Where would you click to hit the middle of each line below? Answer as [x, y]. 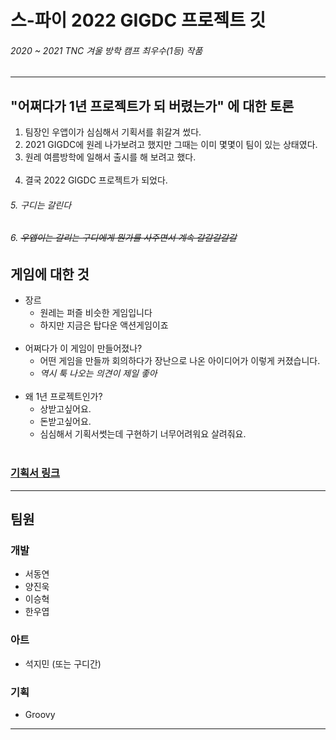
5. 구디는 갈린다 [41, 205]
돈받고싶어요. [65, 422]
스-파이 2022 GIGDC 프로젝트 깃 [138, 20]
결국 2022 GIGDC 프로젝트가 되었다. [96, 180]
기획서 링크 [35, 473]
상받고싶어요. [65, 409]
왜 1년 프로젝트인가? [63, 397]
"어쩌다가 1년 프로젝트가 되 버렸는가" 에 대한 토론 [152, 106]
